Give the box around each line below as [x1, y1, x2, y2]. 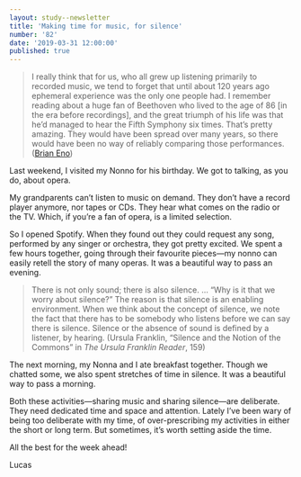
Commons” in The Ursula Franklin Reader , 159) [31, 342, 206, 353]
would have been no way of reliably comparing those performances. [31, 139, 285, 149]
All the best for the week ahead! [9, 442, 128, 453]
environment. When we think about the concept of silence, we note [31, 303, 280, 315]
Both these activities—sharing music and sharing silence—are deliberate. [9, 396, 280, 407]
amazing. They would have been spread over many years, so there [31, 129, 279, 139]
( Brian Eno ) [31, 148, 74, 158]
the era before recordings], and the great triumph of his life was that [31, 110, 284, 121]
